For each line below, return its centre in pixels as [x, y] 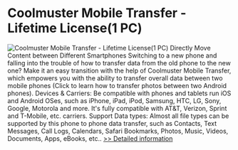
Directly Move [191, 48]
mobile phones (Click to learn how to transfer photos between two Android [117, 85]
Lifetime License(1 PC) [75, 28]
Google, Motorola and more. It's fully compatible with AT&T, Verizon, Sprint [117, 108]
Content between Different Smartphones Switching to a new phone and [112, 55]
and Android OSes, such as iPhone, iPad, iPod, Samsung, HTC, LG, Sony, [114, 100]
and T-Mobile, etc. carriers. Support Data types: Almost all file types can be [118, 116]
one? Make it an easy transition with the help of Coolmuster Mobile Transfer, [119, 70]
